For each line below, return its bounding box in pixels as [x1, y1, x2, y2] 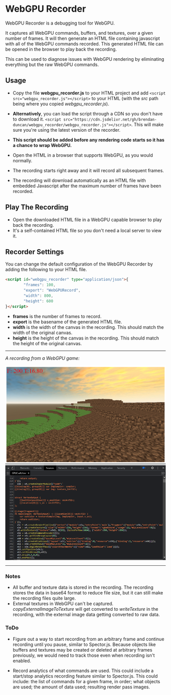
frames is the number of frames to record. [12, 313, 102, 319]
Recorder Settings [5, 247, 64, 256]
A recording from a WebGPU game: [5, 355, 80, 361]
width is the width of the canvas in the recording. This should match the [12, 324, 164, 330]
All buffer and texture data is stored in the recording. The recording [12, 584, 154, 590]
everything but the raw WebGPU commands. [5, 61, 99, 67]
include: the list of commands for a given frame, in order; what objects [12, 678, 160, 684]
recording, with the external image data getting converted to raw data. [12, 611, 160, 618]
